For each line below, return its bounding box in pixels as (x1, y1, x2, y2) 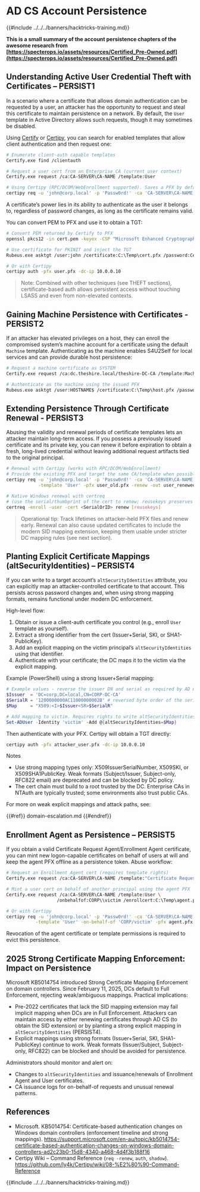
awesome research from (6, 42, 68, 49)
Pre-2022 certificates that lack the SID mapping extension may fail (14, 1003, 179, 1010)
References (6, 1107, 50, 1117)
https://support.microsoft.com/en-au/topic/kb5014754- (43, 1135, 180, 1142)
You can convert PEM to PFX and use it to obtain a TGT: (6, 219, 143, 226)
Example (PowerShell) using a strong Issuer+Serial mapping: (6, 675, 155, 682)
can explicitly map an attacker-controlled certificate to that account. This (6, 583, 185, 590)
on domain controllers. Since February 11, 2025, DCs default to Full (6, 985, 170, 993)
